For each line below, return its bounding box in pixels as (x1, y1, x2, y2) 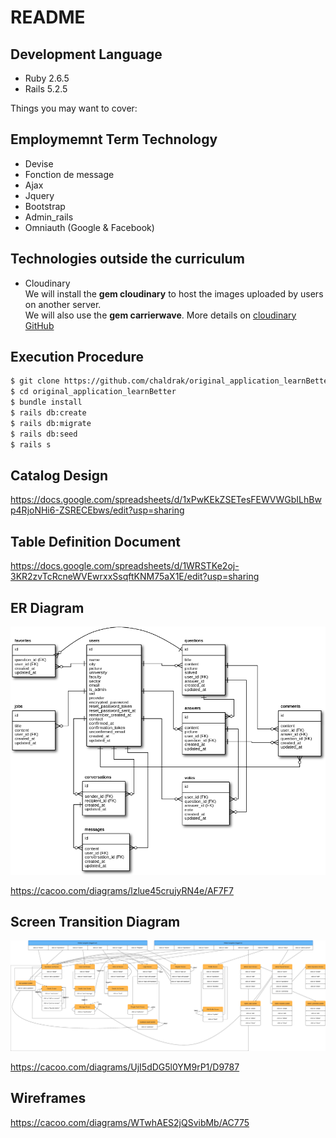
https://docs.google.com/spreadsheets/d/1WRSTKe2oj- (10, 560, 240, 572)
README (10, 6, 86, 29)
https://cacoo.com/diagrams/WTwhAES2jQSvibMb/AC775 (10, 1116, 250, 1128)
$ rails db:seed (10, 429, 78, 439)
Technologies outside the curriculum (10, 251, 245, 268)
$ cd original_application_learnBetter (10, 387, 177, 397)
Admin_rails (24, 211, 74, 223)
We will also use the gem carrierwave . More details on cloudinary (24, 309, 297, 321)
